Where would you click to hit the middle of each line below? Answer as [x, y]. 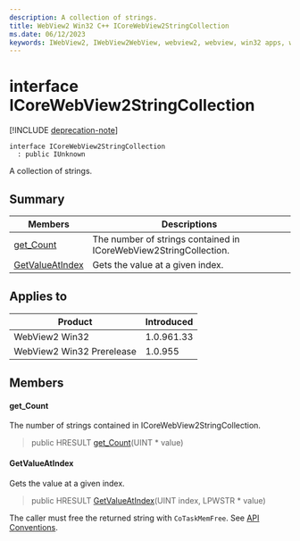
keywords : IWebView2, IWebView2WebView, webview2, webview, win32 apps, [147, 42]
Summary [37, 199]
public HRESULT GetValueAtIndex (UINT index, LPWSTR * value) [148, 500]
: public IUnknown [52, 154]
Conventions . [33, 527]
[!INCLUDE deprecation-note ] [64, 130]
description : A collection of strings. [83, 17]
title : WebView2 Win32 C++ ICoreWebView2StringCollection [119, 26]
